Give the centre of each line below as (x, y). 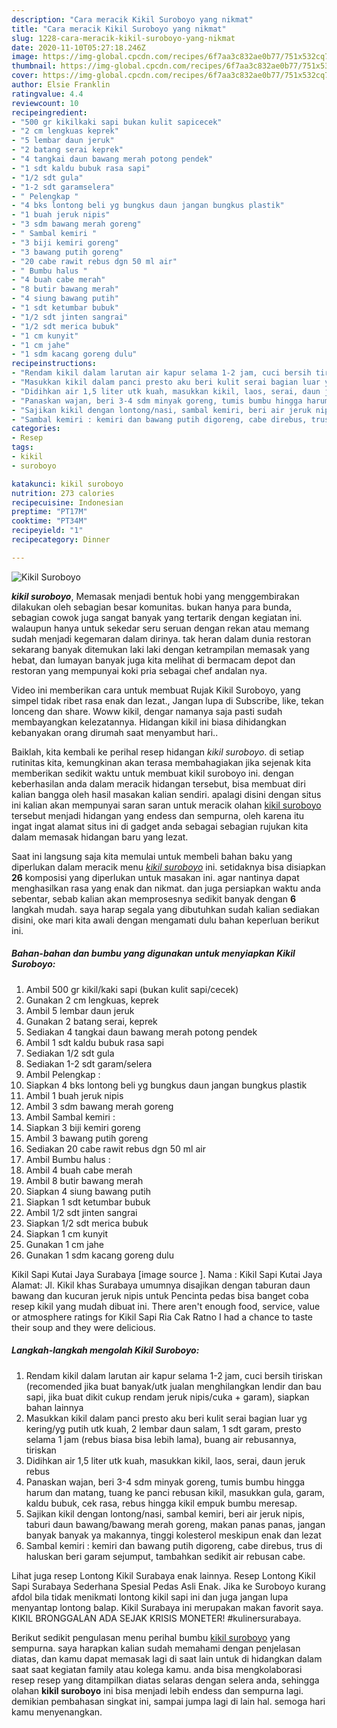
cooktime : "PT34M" (49, 521)
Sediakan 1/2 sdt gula (70, 1053)
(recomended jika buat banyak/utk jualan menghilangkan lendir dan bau (173, 1386)
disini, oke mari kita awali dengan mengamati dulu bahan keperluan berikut (165, 920)
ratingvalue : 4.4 (47, 94)
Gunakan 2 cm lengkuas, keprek (92, 1000)
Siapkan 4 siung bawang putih (88, 1191)
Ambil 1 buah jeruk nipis (74, 1095)
